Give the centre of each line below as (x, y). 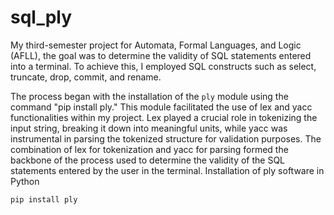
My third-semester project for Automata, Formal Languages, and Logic (156, 45)
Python (25, 181)
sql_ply (41, 17)
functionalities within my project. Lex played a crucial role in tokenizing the (164, 117)
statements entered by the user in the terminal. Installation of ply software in (167, 170)
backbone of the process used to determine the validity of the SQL (148, 160)
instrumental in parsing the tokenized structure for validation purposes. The (166, 138)
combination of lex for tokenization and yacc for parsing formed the (149, 149)
